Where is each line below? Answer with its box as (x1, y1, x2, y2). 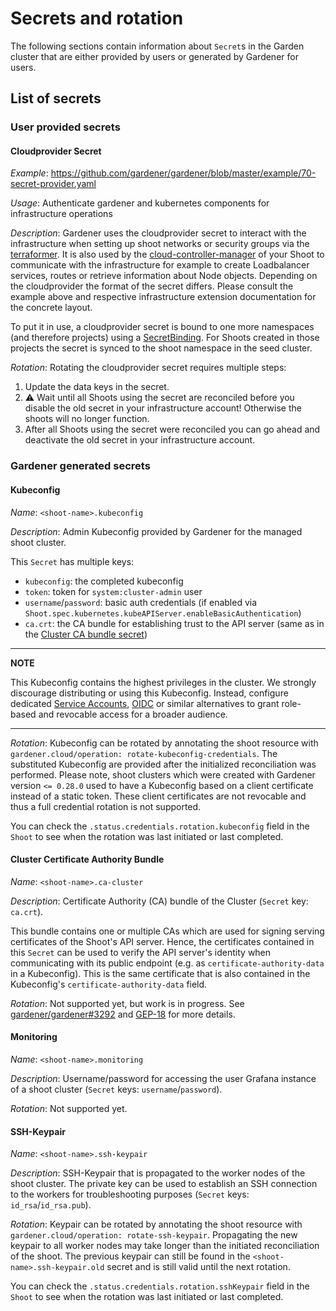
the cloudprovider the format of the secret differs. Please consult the (10, 280, 294, 292)
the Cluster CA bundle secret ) (24, 628, 148, 640)
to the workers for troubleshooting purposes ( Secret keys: (10, 1188, 250, 1201)
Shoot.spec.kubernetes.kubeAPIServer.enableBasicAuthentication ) (24, 607, 302, 619)
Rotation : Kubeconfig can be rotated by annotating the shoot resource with (10, 737, 319, 749)
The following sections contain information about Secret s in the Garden (10, 40, 305, 52)
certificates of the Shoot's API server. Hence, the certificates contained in (10, 935, 315, 947)
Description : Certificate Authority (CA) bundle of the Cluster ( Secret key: (10, 895, 309, 907)
